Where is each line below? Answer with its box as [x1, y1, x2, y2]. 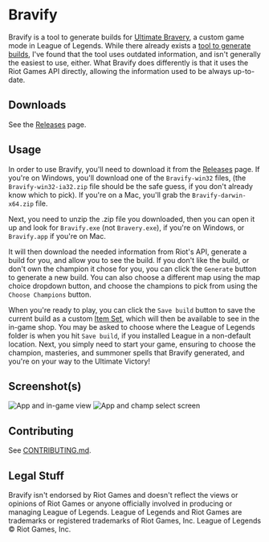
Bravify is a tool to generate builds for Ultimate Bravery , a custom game [8, 32, 245, 42]
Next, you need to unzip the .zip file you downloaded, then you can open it [8, 214, 255, 224]
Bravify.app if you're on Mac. [8, 231, 106, 240]
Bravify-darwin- [192, 191, 247, 199]
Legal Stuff [8, 469, 64, 482]
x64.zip [8, 199, 35, 208]
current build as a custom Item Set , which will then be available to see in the [8, 314, 259, 323]
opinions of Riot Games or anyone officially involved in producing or [8, 499, 233, 508]
